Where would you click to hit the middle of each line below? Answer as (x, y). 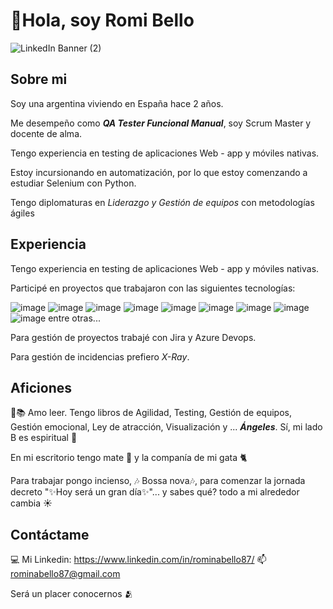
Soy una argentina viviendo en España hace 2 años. (117, 103)
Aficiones (41, 387)
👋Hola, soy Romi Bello (102, 20)
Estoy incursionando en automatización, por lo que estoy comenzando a (159, 172)
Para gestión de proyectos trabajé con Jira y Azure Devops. (133, 337)
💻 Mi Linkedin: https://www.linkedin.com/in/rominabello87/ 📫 (138, 560)
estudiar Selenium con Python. (73, 183)
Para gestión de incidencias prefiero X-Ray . (100, 356)
